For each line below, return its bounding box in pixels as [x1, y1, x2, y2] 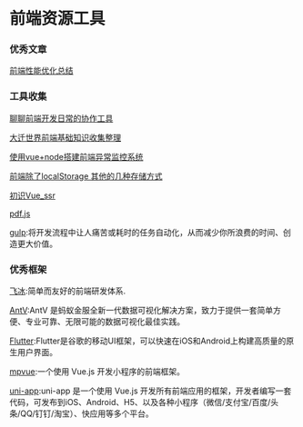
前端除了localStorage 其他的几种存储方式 [9, 170, 163, 182]
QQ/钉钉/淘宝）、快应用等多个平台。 [20, 408, 154, 419]
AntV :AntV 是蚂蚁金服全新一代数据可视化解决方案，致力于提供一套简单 [9, 305, 274, 316]
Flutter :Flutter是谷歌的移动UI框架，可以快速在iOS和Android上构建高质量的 [9, 335, 287, 346]
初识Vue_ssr [9, 190, 56, 201]
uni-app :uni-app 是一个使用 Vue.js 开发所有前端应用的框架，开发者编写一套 [9, 385, 292, 396]
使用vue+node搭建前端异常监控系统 [9, 151, 144, 162]
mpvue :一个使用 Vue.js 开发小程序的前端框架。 [9, 366, 185, 377]
